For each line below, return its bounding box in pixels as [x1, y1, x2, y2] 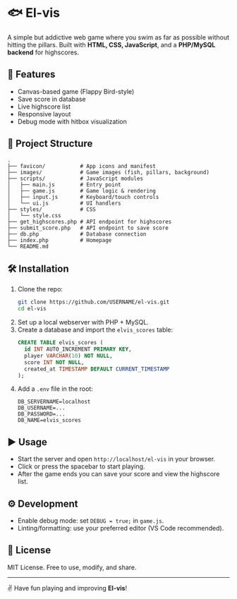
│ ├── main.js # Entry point [7, 181, 121, 188]
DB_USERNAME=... [17, 404, 66, 412]
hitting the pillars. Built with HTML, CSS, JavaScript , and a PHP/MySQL [7, 40, 216, 49]
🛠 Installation [7, 262, 69, 274]
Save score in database [17, 95, 86, 103]
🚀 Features [7, 68, 56, 80]
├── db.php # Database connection [7, 230, 147, 238]
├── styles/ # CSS [7, 205, 97, 213]
